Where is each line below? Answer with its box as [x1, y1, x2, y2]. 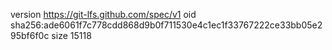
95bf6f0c [10, 30, 50, 41]
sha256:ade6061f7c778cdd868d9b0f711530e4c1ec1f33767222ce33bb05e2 [10, 19, 323, 31]
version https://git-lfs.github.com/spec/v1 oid [10, 9, 197, 20]
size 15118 [51, 30, 92, 41]
